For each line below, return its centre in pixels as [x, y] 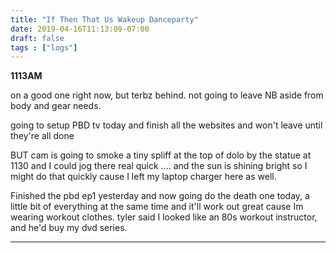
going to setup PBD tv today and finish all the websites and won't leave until [166, 125]
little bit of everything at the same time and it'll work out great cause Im [157, 207]
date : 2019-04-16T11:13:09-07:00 [80, 29]
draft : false [37, 38]
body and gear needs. [56, 106]
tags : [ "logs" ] [44, 47]
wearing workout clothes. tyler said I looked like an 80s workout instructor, [164, 217]
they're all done [42, 136]
